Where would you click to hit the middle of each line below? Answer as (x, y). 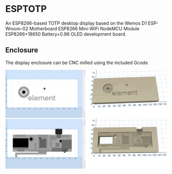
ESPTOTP (26, 9)
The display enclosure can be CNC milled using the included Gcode (77, 63)
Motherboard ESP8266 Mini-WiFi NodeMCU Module (84, 28)
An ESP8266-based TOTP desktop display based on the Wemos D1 (76, 23)
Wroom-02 (17, 28)
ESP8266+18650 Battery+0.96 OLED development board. (66, 34)
